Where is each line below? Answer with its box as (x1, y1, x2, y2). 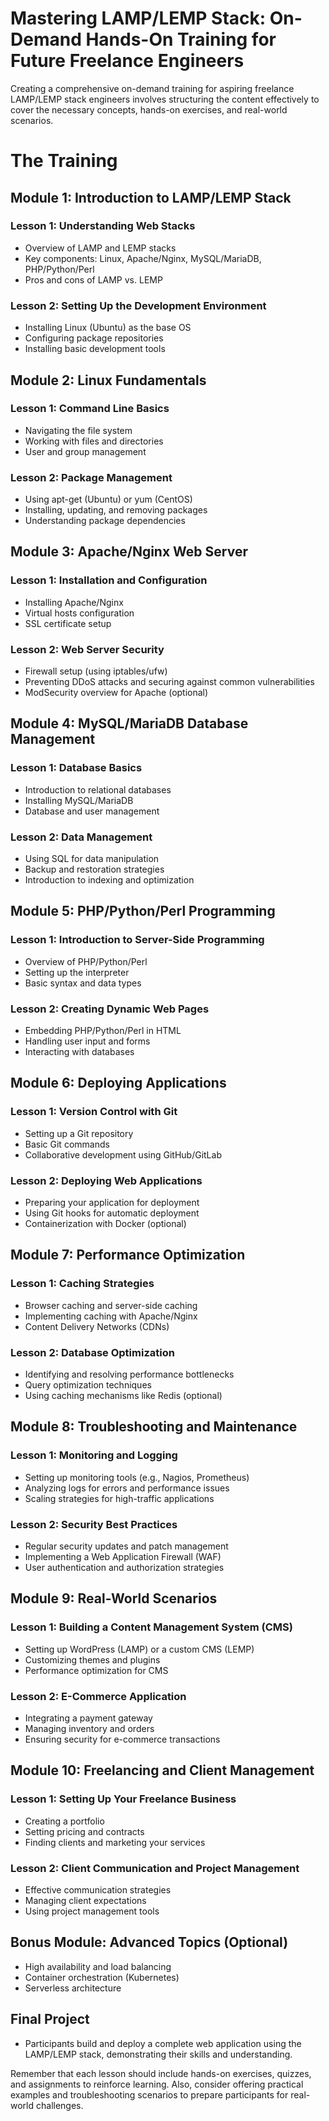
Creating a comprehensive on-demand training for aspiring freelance (10, 82, 295, 94)
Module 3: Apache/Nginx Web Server (10, 543, 248, 561)
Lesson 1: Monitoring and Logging (10, 1448, 178, 1462)
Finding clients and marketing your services (24, 1836, 206, 1848)
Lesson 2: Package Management (10, 470, 173, 484)
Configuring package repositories (24, 332, 164, 344)
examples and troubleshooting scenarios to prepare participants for (10, 2088, 289, 2101)
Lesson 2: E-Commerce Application (10, 1689, 187, 1703)
